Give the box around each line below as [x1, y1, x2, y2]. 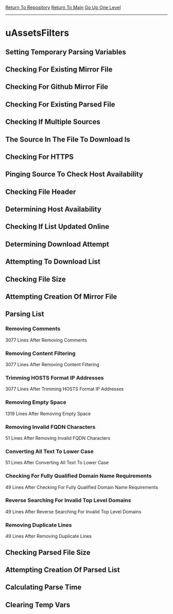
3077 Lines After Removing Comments [5, 337, 88, 343]
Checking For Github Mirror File [5, 82, 108, 92]
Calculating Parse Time [5, 583, 82, 592]
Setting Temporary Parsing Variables [5, 47, 126, 56]
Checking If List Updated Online [5, 222, 110, 231]
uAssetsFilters [5, 27, 70, 39]
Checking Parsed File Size [5, 548, 91, 557]
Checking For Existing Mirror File [5, 65, 113, 74]
